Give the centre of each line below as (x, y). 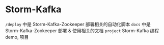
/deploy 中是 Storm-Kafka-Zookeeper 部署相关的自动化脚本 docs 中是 (78, 24)
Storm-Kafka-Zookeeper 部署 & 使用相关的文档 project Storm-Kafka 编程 (82, 30)
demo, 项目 (17, 37)
